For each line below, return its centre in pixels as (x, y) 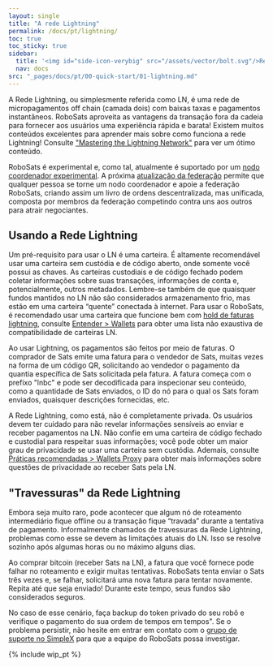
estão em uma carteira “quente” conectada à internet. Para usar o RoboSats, (136, 307)
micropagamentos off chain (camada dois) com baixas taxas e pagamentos (134, 108)
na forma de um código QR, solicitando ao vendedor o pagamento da (124, 365)
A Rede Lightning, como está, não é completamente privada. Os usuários (131, 415)
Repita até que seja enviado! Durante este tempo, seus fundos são (119, 588)
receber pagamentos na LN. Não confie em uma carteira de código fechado (135, 433)
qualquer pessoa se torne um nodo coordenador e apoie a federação (124, 184)
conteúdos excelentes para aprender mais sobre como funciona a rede (127, 134)
